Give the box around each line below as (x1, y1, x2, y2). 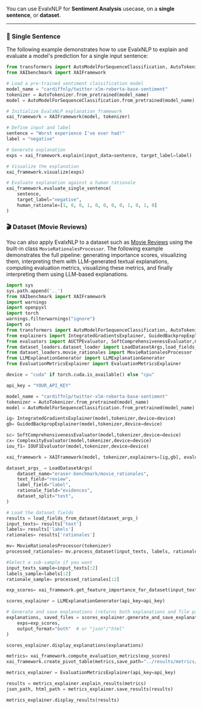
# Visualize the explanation (6, 163, 79, 170)
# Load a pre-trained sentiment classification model (6, 81, 144, 87)
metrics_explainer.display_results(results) (6, 697, 120, 703)
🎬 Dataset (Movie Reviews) (6, 223, 88, 231)
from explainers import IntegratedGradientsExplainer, (6, 332, 147, 339)
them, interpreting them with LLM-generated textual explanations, (6, 258, 170, 265)
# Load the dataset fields (6, 509, 74, 515)
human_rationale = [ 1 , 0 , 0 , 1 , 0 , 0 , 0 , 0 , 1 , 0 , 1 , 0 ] (17, 202, 158, 208)
